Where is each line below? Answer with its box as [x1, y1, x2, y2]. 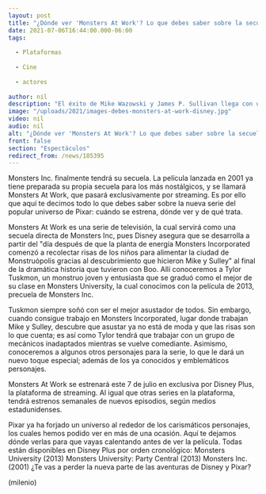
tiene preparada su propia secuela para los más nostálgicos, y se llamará [8, 182, 246, 191]
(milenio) [8, 477, 37, 488]
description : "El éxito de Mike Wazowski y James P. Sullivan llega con [8, 100, 253, 108]
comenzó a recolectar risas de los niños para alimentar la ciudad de [8, 247, 230, 258]
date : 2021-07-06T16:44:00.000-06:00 [8, 26, 133, 34]
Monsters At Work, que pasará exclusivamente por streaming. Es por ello [8, 190, 246, 200]
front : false [8, 136, 51, 145]
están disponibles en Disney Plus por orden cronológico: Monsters [8, 446, 226, 455]
